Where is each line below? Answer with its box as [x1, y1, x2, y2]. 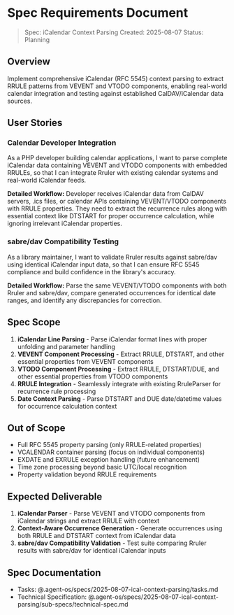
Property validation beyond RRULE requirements [17, 470, 157, 479]
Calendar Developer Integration [7, 138, 117, 148]
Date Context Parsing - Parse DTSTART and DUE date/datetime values [17, 394, 222, 403]
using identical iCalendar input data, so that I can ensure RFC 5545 [7, 260, 200, 269]
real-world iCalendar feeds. [7, 176, 87, 185]
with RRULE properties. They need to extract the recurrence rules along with [7, 204, 228, 213]
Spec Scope [7, 316, 61, 328]
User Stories [7, 117, 63, 129]
